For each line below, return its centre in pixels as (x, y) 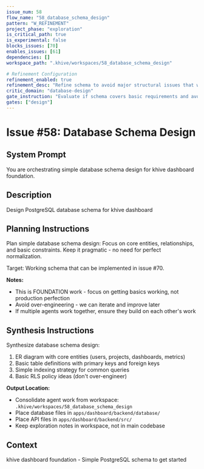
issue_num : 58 (24, 12)
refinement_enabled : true (39, 80)
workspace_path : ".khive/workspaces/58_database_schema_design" (89, 63)
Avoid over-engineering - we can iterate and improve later (87, 305)
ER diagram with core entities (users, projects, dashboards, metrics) (100, 357)
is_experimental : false (36, 40)
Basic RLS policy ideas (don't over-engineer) (71, 376)
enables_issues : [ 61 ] (34, 52)
